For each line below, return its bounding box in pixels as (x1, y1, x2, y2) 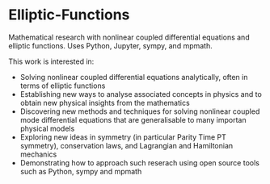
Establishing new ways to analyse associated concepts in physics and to (19, 89, 263, 98)
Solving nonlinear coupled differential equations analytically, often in (19, 72, 248, 82)
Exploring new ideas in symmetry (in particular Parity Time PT (19, 132, 226, 142)
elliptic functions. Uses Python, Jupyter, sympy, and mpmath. (8, 40, 213, 50)
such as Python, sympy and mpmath (19, 166, 142, 176)
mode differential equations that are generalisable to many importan (19, 115, 247, 124)
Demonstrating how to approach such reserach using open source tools (19, 157, 260, 167)
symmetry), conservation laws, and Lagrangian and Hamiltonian (19, 140, 234, 150)
